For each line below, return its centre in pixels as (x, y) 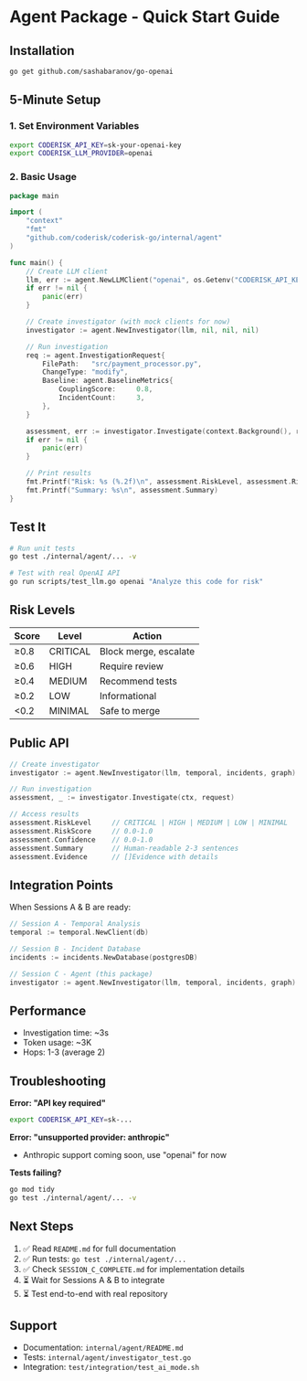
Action (147, 635)
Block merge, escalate (147, 651)
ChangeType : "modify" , (85, 372)
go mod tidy (32, 1189)
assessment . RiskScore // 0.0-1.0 (81, 831)
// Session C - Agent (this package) (81, 974)
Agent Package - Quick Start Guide (145, 17)
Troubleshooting (58, 1081)
